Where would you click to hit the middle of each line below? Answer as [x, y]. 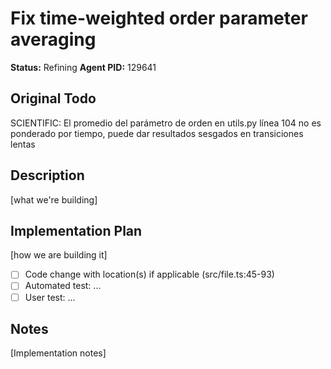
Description [47, 175]
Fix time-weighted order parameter [159, 18]
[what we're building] [54, 199]
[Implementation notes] [58, 353]
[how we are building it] [59, 255]
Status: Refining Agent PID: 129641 [83, 67]
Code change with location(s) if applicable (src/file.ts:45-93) [149, 274]
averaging [53, 39]
